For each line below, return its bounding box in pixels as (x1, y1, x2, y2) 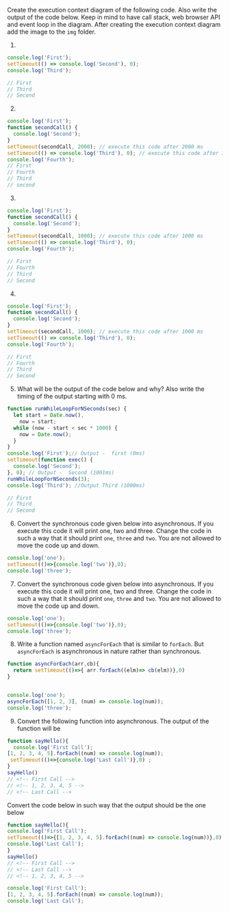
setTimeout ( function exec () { (7, 456, 94, 464)
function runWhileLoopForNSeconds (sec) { (7, 405, 127, 412)
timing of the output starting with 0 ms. (16, 392, 127, 401)
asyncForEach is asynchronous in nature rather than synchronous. (16, 648, 202, 656)
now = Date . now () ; (19, 431, 72, 438)
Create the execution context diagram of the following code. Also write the (7, 6, 218, 14)
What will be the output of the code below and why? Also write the (16, 385, 205, 393)
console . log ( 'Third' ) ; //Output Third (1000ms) (7, 482, 146, 489)
